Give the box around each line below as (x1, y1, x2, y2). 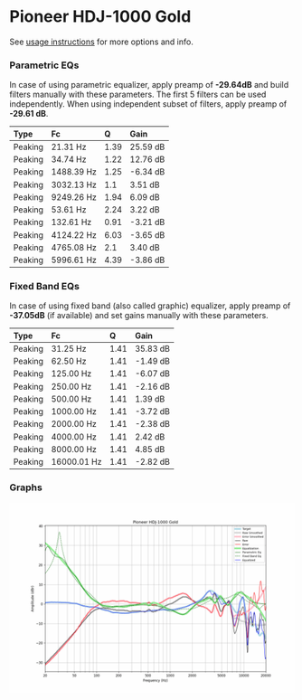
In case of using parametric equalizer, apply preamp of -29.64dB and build (9, 80, 289, 90)
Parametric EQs (9, 59, 80, 71)
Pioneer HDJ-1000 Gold (9, 6, 192, 27)
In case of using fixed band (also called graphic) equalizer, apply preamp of (9, 300, 291, 311)
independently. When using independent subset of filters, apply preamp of (9, 99, 288, 109)
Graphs (9, 481, 42, 494)
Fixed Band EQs (9, 279, 80, 292)
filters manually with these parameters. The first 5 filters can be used (9, 89, 267, 100)
